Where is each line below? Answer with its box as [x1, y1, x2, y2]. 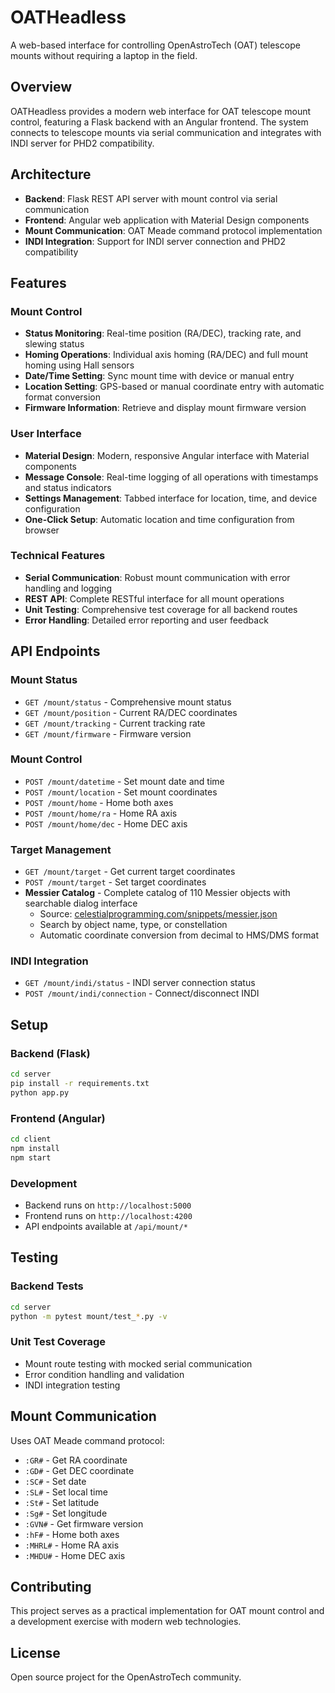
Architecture [10, 166, 92, 183]
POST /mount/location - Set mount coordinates [24, 786, 218, 798]
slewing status [24, 338, 85, 350]
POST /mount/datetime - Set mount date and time [24, 775, 225, 787]
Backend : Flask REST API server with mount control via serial [24, 192, 278, 205]
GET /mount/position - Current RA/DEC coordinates [24, 706, 238, 718]
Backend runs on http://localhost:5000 [24, 1199, 192, 1211]
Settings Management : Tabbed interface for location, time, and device [24, 492, 318, 504]
